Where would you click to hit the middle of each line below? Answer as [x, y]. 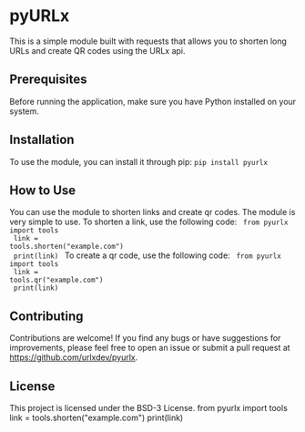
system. [24, 111]
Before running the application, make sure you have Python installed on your [153, 101]
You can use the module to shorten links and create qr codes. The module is [152, 212]
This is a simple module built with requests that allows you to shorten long [148, 41]
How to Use [43, 190]
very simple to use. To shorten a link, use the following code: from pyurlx [149, 222]
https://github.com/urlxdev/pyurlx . [74, 357]
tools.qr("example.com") [56, 280]
